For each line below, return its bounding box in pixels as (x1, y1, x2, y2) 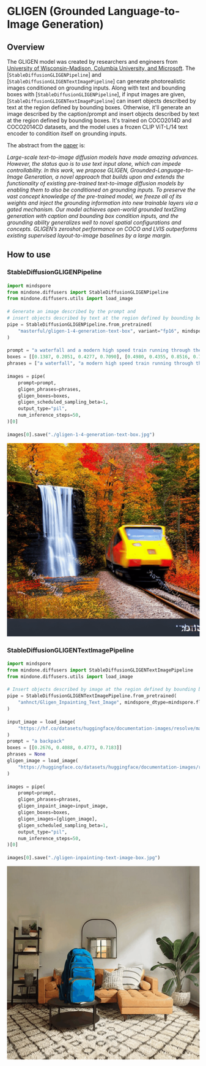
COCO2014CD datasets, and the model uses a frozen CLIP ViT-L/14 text (7, 123, 188, 130)
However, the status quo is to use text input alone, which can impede (7, 160, 181, 167)
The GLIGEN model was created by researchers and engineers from (7, 58, 178, 65)
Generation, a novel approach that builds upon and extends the (24, 173, 185, 180)
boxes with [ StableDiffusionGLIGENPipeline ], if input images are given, (7, 91, 186, 98)
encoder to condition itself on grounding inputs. (7, 130, 127, 137)
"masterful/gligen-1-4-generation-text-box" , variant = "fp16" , (18, 328, 180, 334)
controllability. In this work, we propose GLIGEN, (7, 167, 129, 174)
